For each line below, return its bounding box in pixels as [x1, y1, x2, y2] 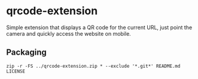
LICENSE [6, 68, 26, 74]
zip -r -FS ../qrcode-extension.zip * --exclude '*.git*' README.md [6, 63, 181, 69]
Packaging [6, 48, 47, 58]
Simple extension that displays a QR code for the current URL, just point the [6, 24, 193, 31]
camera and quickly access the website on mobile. [6, 30, 132, 37]
